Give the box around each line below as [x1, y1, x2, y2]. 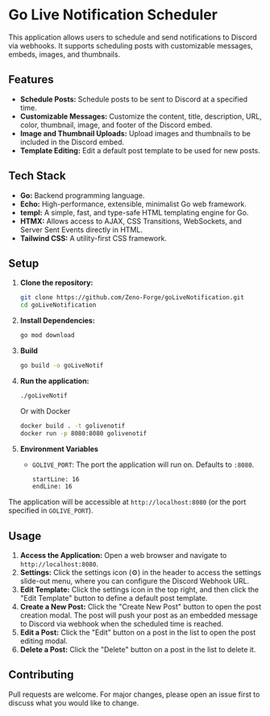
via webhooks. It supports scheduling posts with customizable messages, [8, 40, 254, 50]
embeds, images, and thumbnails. [8, 49, 121, 59]
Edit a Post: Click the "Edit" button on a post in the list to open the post [19, 627, 256, 638]
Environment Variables [19, 443, 99, 453]
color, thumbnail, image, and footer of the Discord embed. [19, 119, 213, 130]
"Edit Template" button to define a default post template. [19, 593, 208, 603]
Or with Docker [19, 406, 71, 416]
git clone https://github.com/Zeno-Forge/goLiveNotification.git [19, 293, 244, 302]
